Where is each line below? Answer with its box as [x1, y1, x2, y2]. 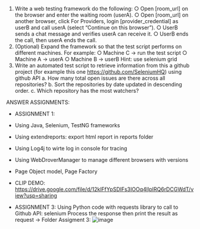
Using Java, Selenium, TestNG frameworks [14, 122, 120, 128]
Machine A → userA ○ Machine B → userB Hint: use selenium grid [14, 56, 177, 62]
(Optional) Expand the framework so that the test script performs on [14, 43, 182, 50]
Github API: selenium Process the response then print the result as [14, 210, 178, 217]
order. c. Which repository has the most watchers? [14, 87, 139, 94]
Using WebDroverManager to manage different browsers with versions [14, 156, 189, 163]
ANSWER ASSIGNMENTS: [6, 99, 70, 106]
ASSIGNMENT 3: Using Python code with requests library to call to [14, 203, 179, 211]
